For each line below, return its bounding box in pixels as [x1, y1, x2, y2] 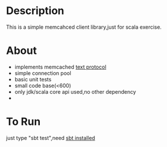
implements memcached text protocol [14, 63, 107, 70]
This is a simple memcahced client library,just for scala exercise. [6, 23, 162, 30]
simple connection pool [14, 69, 71, 77]
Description [6, 4, 64, 18]
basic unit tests [14, 76, 52, 83]
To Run [6, 115, 41, 128]
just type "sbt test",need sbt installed [6, 134, 96, 141]
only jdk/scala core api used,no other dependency [14, 88, 137, 95]
